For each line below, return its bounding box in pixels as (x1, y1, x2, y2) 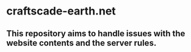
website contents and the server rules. (6, 37, 157, 48)
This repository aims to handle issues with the (6, 28, 186, 39)
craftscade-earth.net (6, 4, 116, 18)
